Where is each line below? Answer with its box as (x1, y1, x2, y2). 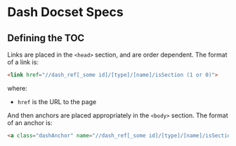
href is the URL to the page (17, 97, 97, 105)
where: (7, 84, 28, 92)
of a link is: (7, 58, 39, 66)
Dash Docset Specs (7, 4, 124, 20)
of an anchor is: (7, 118, 53, 126)
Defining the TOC (7, 32, 85, 44)
